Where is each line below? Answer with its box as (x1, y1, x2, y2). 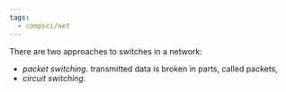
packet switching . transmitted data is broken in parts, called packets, (22, 63, 279, 74)
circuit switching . (22, 72, 86, 83)
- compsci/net (17, 21, 70, 30)
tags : (9, 13, 30, 22)
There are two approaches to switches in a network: (9, 46, 202, 56)
